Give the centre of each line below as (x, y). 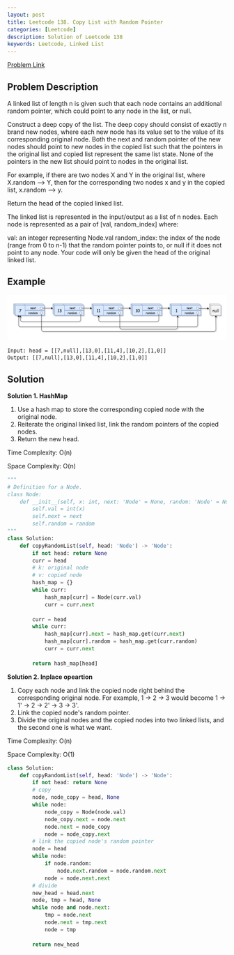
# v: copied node (57, 575)
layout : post (26, 15)
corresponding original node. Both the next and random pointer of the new (114, 139)
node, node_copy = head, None (76, 797)
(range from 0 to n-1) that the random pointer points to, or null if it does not (115, 245)
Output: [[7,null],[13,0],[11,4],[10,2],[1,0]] (78, 358)
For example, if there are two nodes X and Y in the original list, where (106, 175)
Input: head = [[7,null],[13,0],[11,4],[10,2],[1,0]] (87, 351)
